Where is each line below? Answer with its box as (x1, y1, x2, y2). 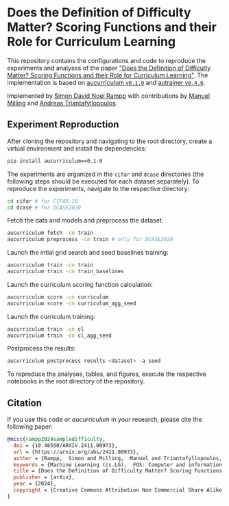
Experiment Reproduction (7, 118, 119, 131)
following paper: (7, 422, 53, 431)
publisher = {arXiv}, (13, 474, 75, 481)
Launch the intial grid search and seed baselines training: (7, 249, 169, 257)
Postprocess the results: (7, 344, 76, 353)
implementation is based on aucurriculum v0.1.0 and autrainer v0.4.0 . (7, 78, 206, 86)
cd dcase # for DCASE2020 (7, 204, 81, 211)
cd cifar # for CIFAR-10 (7, 197, 78, 205)
